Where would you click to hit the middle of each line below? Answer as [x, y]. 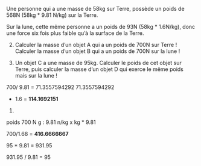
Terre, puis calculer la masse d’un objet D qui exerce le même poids [99, 69]
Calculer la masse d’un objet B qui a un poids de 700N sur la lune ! [97, 51]
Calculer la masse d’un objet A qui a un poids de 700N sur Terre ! [96, 45]
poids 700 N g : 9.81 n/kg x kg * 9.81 [51, 122]
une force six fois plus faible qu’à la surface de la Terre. [75, 33]
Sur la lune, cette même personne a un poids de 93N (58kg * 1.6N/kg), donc [101, 27]
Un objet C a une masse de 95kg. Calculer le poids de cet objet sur [98, 63]
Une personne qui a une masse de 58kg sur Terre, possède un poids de [96, 9]
